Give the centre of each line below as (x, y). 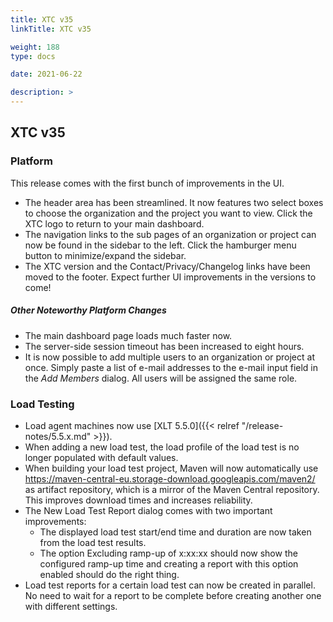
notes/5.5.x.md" (58, 436)
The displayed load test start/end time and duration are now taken (175, 532)
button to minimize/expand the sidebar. (105, 255)
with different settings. (71, 606)
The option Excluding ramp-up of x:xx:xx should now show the (168, 553)
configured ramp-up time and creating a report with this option (169, 563)
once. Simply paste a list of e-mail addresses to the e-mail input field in (171, 367)
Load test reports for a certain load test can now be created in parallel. (170, 585)
